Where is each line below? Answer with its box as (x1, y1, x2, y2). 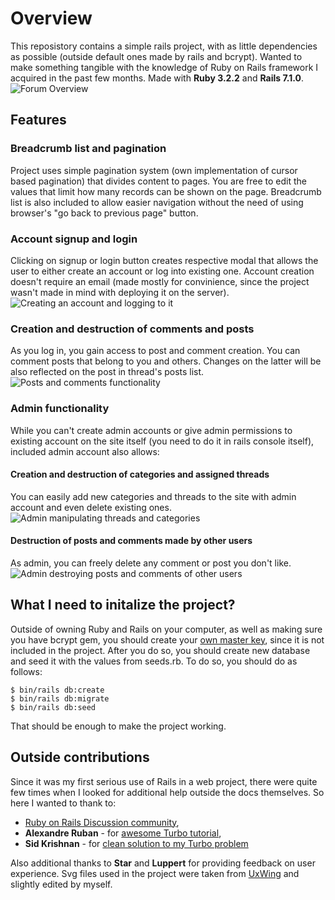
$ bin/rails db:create (10, 685, 105, 695)
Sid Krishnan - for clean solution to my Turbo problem (24, 837, 249, 849)
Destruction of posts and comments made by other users (10, 535, 253, 547)
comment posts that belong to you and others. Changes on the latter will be (10, 355, 322, 367)
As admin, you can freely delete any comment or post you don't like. (10, 557, 292, 569)
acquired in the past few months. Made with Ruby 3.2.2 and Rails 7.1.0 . (10, 72, 305, 84)
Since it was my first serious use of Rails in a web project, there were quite (10, 775, 318, 787)
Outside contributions (10, 749, 150, 766)
